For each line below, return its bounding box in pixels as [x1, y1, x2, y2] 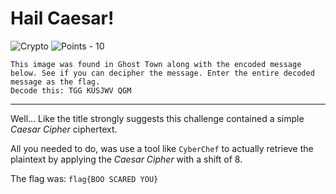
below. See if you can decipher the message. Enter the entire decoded [10, 68, 315, 78]
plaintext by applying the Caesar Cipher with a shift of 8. [10, 153, 243, 165]
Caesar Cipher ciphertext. [10, 123, 118, 135]
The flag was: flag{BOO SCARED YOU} [10, 172, 159, 184]
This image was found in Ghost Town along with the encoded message [10, 59, 302, 69]
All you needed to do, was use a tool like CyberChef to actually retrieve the [10, 142, 314, 154]
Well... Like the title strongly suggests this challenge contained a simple [10, 112, 305, 124]
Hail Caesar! [10, 7, 115, 30]
